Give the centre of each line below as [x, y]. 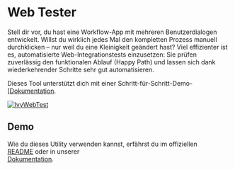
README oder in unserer [44, 151]
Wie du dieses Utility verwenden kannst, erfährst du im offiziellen [103, 144]
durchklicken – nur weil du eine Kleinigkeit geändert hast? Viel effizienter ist [117, 47]
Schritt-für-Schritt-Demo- [155, 83]
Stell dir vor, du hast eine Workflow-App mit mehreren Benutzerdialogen [112, 32]
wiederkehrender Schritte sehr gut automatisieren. [81, 69]
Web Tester [42, 12]
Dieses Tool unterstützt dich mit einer [62, 83]
